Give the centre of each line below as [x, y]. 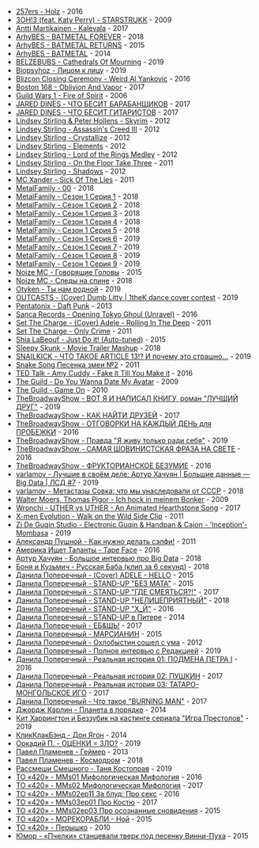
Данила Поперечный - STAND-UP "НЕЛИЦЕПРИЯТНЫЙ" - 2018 [123, 600]
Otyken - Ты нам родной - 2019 [68, 289]
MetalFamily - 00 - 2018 [55, 188]
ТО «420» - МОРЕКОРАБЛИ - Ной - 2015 [84, 819]
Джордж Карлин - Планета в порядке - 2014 [91, 709]
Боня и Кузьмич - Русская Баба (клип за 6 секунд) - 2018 [112, 567]
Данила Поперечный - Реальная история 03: [92, 684]
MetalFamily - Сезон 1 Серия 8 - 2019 [78, 255]
